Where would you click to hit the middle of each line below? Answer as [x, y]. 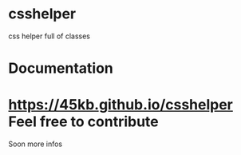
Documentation [61, 68]
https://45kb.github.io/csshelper [121, 105]
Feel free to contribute [84, 122]
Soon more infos [35, 144]
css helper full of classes [49, 36]
